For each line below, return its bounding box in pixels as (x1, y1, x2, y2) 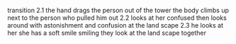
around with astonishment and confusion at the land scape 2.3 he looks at (7, 21, 223, 29)
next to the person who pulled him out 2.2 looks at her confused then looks (7, 13, 227, 22)
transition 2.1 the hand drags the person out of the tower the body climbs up (7, 6, 229, 14)
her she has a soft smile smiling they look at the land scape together (7, 28, 207, 37)
